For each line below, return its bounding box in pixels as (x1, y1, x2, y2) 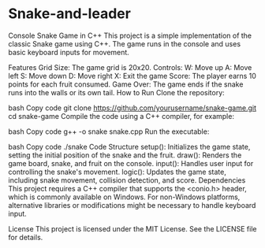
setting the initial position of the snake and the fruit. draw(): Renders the (8, 150, 242, 160)
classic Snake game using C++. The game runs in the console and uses (8, 39, 241, 48)
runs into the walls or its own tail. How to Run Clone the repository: (8, 87, 225, 97)
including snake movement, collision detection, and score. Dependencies (8, 175, 246, 185)
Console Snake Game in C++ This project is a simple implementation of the (8, 31, 252, 40)
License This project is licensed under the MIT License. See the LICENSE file (8, 224, 257, 233)
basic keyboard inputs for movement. (8, 47, 130, 57)
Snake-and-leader (8, 5, 132, 23)
